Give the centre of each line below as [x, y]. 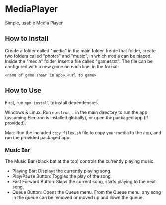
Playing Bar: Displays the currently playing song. [62, 171]
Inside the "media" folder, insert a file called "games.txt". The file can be [79, 61]
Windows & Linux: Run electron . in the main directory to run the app [76, 112]
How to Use [23, 91]
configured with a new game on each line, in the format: [62, 66]
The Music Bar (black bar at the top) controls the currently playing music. [80, 161]
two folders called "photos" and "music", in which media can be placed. [79, 56]
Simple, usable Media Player [34, 23]
